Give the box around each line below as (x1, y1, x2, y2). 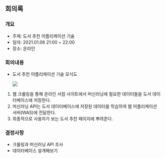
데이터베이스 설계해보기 (12, 148, 58, 154)
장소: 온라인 (12, 45, 36, 51)
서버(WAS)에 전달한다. (12, 109, 56, 115)
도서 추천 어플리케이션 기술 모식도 (12, 71, 78, 77)
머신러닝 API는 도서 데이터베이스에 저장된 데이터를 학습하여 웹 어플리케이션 (12, 103, 157, 109)
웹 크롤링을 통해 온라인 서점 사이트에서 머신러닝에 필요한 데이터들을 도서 (12, 91, 152, 97)
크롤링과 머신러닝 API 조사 (12, 142, 63, 148)
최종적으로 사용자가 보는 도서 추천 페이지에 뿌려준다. (12, 115, 113, 121)
